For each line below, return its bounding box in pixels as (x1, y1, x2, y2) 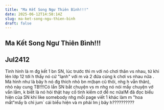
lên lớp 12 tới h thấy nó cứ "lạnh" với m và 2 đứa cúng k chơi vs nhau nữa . (5, 74, 154, 80)
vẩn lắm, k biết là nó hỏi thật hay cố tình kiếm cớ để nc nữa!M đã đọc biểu (5, 89, 154, 95)
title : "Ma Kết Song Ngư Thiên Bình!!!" (5, 7, 89, 12)
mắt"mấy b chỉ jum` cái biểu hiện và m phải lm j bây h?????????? (5, 100, 135, 106)
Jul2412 (5, 56, 30, 64)
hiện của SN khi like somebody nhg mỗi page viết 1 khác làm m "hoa (5, 94, 143, 100)
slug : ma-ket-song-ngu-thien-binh (5, 16, 76, 21)
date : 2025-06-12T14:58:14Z (5, 12, 63, 17)
